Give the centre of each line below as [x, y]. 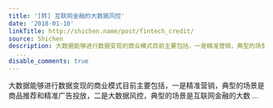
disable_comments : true [49, 62]
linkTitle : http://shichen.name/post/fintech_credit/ [102, 31]
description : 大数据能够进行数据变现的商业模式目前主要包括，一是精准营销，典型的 [132, 46]
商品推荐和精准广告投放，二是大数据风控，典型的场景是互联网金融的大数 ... [134, 95]
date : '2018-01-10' [41, 24]
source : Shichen [36, 39]
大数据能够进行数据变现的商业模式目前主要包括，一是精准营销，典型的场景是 [136, 85]
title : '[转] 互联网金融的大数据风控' [67, 16]
